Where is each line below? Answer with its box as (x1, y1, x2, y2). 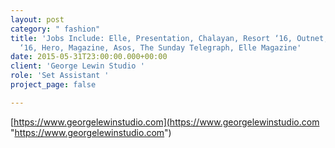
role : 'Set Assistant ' (10, 71, 110, 81)
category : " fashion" (10, 24, 101, 34)
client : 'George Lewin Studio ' (10, 61, 145, 71)
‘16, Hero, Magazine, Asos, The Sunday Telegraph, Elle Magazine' (19, 42, 302, 53)
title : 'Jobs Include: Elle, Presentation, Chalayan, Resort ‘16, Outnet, (10, 33, 329, 43)
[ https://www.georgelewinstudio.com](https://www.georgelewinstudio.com (10, 116, 320, 128)
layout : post (10, 14, 65, 25)
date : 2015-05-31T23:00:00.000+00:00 (10, 52, 168, 62)
